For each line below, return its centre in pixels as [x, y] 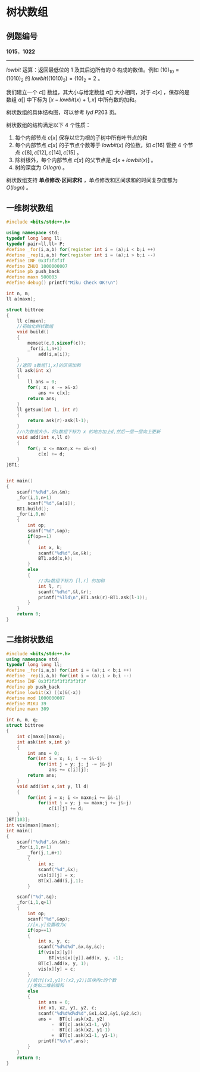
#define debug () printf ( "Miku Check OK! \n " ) [62, 283]
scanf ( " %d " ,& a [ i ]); [52, 503]
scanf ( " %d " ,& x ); [58, 869]
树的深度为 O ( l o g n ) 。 [41, 167]
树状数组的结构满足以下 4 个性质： [49, 125]
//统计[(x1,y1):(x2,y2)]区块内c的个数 [72, 980]
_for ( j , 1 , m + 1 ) [45, 853]
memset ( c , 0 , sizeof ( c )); [57, 343]
